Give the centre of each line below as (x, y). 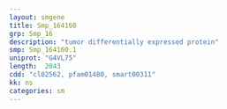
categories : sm (37, 91)
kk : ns (21, 83)
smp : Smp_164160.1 (43, 50)
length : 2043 (35, 67)
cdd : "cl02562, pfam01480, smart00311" (83, 75)
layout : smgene (37, 17)
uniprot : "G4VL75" (43, 58)
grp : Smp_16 (31, 33)
